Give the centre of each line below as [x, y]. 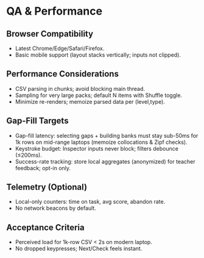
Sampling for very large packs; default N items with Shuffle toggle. [99, 95]
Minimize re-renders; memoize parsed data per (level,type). [90, 101]
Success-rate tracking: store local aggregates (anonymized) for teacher [105, 161]
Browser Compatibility [50, 34]
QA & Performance [54, 11]
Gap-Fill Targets [37, 121]
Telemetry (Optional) [47, 187]
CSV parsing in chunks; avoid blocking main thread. [80, 88]
